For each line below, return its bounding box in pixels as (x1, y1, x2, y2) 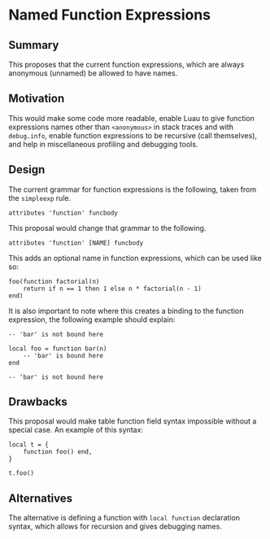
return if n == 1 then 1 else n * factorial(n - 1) (23, 285, 202, 293)
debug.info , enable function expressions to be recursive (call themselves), (8, 130, 258, 140)
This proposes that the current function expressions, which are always (8, 59, 245, 69)
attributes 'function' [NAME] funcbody (8, 238, 144, 247)
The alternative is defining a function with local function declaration (8, 513, 240, 523)
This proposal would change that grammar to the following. (8, 223, 207, 233)
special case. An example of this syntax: (8, 425, 144, 435)
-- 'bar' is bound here (23, 351, 104, 359)
